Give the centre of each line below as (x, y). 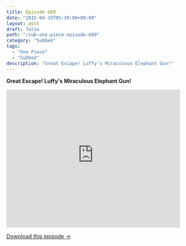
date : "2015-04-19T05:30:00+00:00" (52, 18)
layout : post (23, 23)
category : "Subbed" (31, 40)
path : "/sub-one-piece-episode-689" (53, 35)
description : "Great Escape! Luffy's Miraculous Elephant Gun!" (90, 63)
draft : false (23, 29)
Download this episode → (39, 236)
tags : (13, 47)
